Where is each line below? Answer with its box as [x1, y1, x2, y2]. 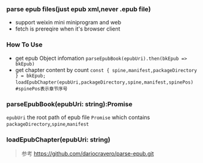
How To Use [6, 40, 43, 49]
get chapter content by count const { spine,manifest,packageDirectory [15, 66, 197, 73]
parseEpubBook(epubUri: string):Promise [6, 100, 133, 108]
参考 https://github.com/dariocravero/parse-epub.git [21, 150, 154, 158]
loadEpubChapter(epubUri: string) [6, 135, 111, 143]
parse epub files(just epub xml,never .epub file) [6, 5, 151, 13]
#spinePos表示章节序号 [15, 85, 68, 92]
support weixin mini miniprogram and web [15, 19, 122, 26]
